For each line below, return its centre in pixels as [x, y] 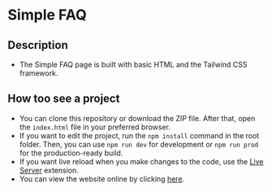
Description [38, 45]
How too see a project [64, 99]
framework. [39, 73]
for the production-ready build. [71, 153]
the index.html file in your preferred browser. [95, 127]
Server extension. [49, 170]
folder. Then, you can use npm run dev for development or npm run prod [139, 144]
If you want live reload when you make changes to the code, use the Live [141, 161]
